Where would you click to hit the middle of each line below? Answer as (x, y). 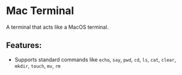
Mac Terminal (40, 11)
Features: (24, 45)
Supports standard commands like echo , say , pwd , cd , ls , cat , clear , (95, 59)
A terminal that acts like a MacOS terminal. (58, 27)
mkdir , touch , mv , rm (37, 66)
